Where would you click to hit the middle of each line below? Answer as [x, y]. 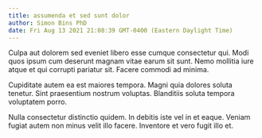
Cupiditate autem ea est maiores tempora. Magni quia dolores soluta [120, 85]
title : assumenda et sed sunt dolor [69, 15]
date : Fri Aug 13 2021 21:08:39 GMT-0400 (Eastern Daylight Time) [121, 30]
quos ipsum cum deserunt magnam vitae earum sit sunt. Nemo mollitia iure [131, 61]
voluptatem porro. [38, 102]
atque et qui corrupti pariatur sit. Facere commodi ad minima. [109, 70]
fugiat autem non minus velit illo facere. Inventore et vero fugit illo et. [121, 126]
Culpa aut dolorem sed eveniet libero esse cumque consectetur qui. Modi [129, 53]
